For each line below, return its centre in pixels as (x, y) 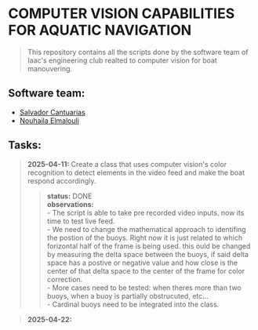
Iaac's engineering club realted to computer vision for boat (122, 60)
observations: (70, 204)
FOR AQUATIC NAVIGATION (100, 30)
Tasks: (25, 145)
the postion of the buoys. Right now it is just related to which (145, 238)
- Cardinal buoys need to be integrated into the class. (133, 304)
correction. (65, 279)
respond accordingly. (62, 180)
